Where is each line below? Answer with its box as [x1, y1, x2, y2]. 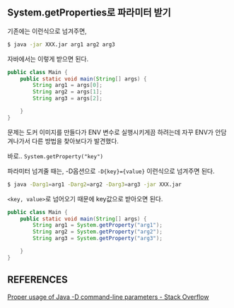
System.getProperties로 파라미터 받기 [7, 6, 171, 19]
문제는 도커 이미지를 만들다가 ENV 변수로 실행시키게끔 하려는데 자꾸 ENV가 [7, 128, 214, 136]
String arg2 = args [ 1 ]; [33, 88, 103, 95]
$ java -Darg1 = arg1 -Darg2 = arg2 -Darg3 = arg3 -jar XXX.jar [7, 181, 182, 188]
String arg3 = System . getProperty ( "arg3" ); [33, 235, 163, 242]
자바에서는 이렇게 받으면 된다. [7, 54, 89, 63]
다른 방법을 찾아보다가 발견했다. [31, 136, 119, 145]
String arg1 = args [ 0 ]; [33, 82, 103, 89]
